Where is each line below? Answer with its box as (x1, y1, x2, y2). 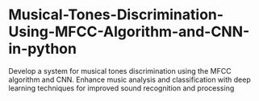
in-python (8, 40, 77, 58)
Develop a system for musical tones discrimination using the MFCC (8, 66, 232, 75)
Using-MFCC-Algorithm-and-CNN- (8, 22, 250, 41)
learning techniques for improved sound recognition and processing (8, 83, 235, 93)
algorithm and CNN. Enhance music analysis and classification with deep (8, 75, 252, 84)
